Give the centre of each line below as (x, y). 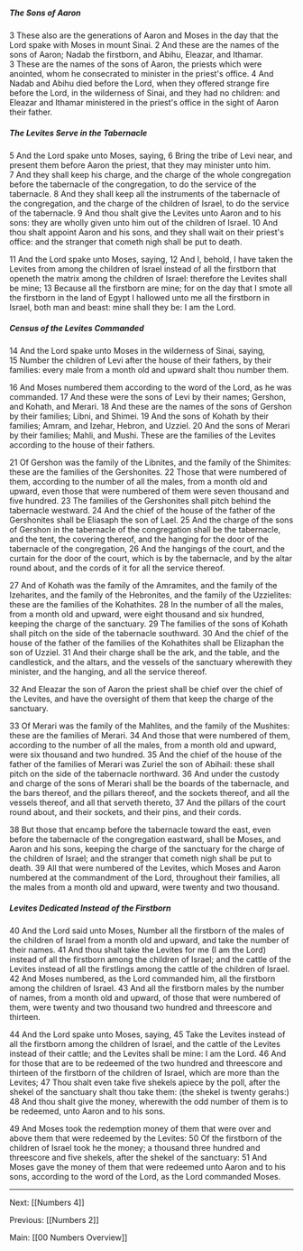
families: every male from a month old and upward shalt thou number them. (149, 369)
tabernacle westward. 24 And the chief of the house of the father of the (142, 510)
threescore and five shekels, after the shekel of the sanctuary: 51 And (138, 1157)
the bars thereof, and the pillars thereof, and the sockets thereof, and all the (150, 792)
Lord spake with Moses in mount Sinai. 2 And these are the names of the (144, 44)
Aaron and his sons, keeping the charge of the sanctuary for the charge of (147, 848)
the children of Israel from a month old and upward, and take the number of (149, 940)
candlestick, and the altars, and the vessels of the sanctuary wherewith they (151, 662)
